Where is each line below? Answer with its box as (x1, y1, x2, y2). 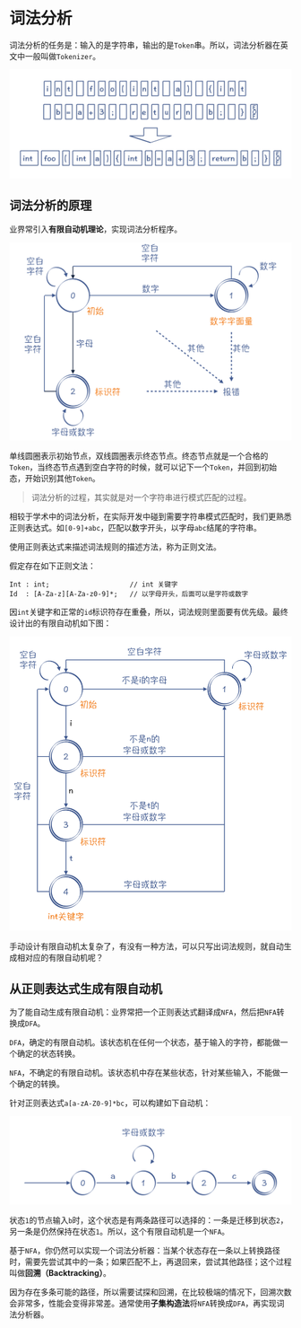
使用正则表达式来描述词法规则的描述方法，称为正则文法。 (9, 541, 221, 552)
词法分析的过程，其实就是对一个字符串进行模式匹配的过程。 (30, 491, 252, 503)
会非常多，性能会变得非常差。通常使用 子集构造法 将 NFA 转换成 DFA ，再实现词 (9, 1298, 285, 1309)
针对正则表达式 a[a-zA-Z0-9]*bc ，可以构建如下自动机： (9, 1097, 211, 1108)
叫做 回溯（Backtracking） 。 (9, 1268, 112, 1279)
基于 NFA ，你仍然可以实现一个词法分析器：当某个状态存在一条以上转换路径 (9, 1245, 280, 1256)
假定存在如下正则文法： (9, 560, 96, 571)
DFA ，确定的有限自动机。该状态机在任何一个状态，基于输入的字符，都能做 (9, 1036, 280, 1047)
